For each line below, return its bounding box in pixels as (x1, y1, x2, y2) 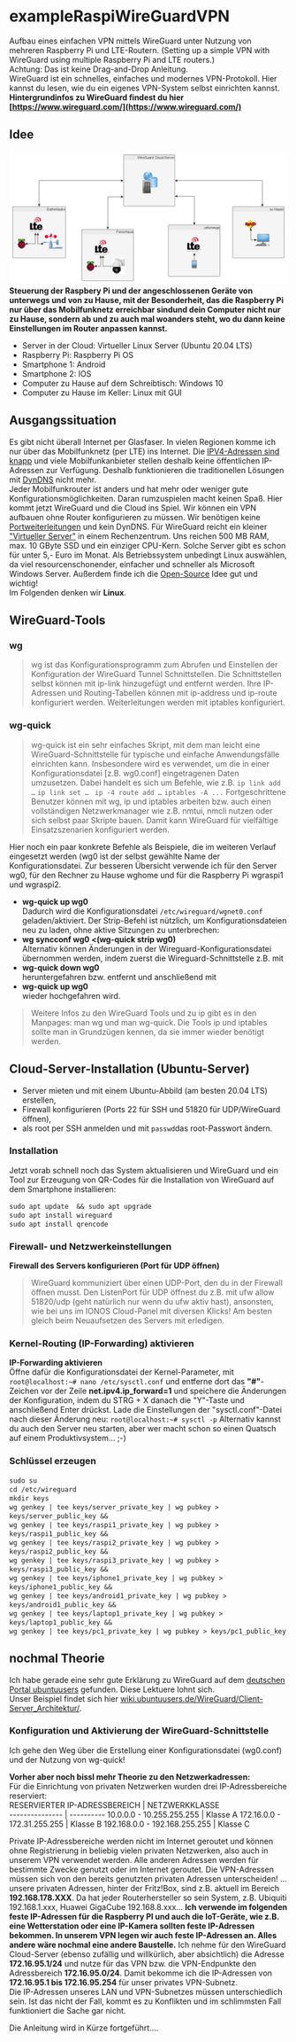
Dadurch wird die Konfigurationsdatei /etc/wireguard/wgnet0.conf (21, 906, 263, 916)
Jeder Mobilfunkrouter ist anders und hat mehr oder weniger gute (9, 483, 249, 494)
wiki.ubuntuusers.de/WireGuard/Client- (120, 1693, 263, 1703)
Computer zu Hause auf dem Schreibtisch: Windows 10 (21, 378, 224, 388)
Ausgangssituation (9, 413, 117, 428)
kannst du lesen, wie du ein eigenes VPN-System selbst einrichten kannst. (9, 82, 280, 93)
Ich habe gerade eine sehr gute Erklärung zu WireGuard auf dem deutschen (9, 1674, 285, 1685)
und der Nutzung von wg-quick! (9, 1754, 125, 1765)
